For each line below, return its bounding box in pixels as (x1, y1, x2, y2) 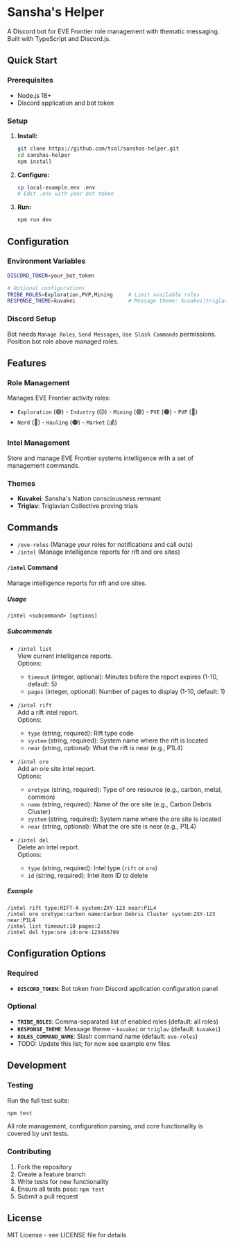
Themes (7, 478, 36, 488)
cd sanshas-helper (17, 151, 71, 158)
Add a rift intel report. (17, 708, 79, 716)
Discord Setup (7, 314, 57, 323)
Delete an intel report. (17, 842, 80, 851)
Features (7, 357, 46, 369)
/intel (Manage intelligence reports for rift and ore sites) (17, 548, 180, 556)
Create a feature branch (17, 1170, 86, 1178)
